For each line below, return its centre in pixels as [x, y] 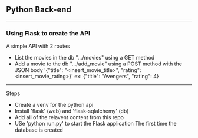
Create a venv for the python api [54, 105]
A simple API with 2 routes [38, 46]
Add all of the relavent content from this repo [69, 117]
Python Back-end [39, 10]
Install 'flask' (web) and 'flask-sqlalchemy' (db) [72, 111]
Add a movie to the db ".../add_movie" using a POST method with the [98, 64]
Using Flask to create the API [48, 33]
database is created [39, 130]
